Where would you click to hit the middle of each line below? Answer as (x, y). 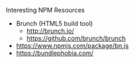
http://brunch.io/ (50, 31)
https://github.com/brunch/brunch (76, 38)
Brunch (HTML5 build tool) (54, 23)
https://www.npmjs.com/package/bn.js (72, 46)
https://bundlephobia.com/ (55, 53)
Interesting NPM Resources (45, 10)
